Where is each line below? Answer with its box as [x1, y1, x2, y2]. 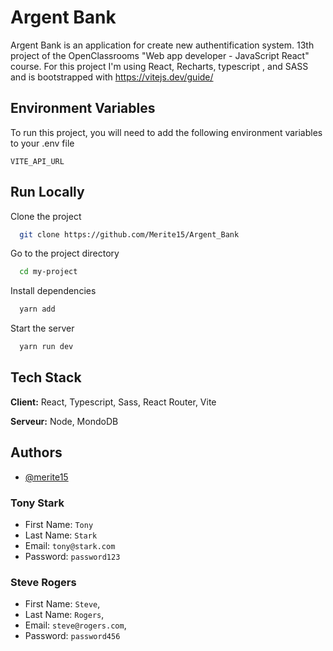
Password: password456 [24, 630, 121, 642]
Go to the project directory [10, 247, 120, 260]
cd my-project [19, 267, 78, 277]
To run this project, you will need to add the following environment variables [10, 126, 323, 138]
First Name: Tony [24, 518, 94, 530]
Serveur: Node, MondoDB [10, 415, 119, 427]
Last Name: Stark [24, 529, 98, 541]
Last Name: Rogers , [24, 609, 105, 621]
